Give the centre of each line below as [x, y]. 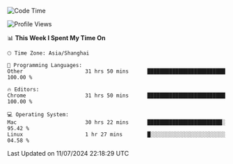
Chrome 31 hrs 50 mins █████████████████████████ [116, 95]
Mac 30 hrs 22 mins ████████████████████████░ [116, 122]
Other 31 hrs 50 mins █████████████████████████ [116, 71]
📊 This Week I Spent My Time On [56, 38]
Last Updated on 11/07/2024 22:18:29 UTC [68, 153]
